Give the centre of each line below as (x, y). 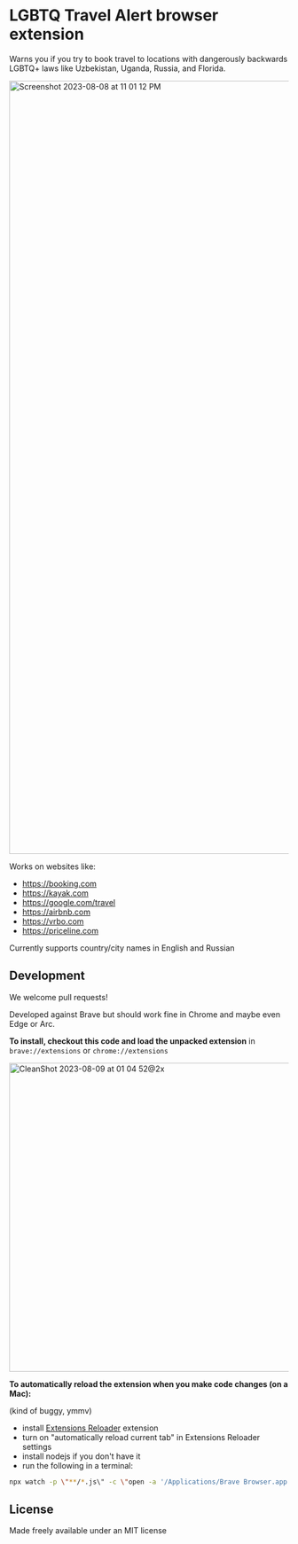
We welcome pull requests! (59, 997)
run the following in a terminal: (77, 1465)
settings (37, 1446)
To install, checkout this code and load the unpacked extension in (132, 1041)
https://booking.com (59, 883)
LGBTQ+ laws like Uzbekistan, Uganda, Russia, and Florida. (118, 68)
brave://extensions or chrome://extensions (89, 1050)
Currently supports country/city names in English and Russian (122, 948)
